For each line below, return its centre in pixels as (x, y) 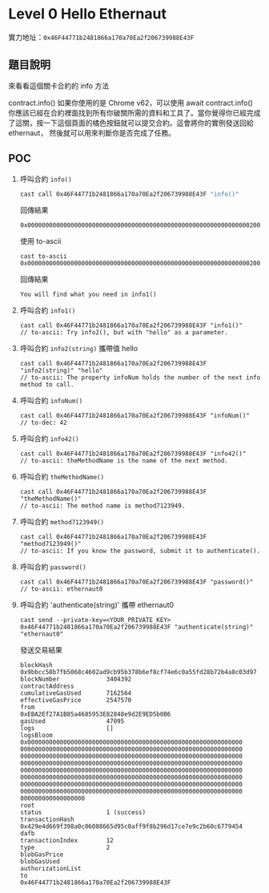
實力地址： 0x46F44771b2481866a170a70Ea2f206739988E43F (101, 37)
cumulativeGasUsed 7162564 (76, 693)
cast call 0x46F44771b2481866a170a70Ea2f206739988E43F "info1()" (131, 325)
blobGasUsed (40, 862)
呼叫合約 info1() (48, 310)
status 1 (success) (83, 813)
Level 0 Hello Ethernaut (87, 14)
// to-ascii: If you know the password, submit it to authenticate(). (140, 551)
